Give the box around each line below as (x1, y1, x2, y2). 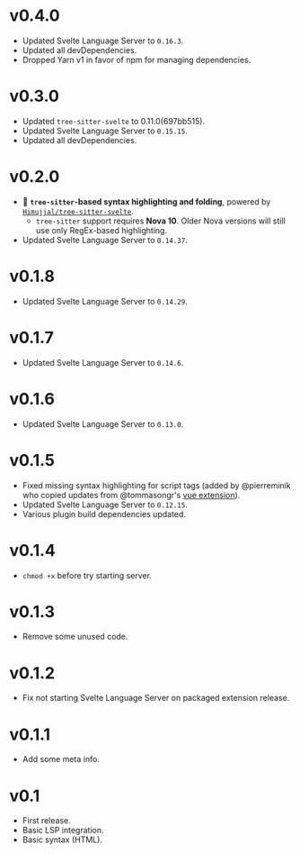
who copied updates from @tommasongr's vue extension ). (22, 489, 241, 500)
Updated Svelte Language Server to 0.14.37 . (22, 234, 189, 245)
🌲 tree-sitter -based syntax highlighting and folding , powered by (22, 195, 271, 207)
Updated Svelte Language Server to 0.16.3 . (22, 35, 184, 46)
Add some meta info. (22, 754, 101, 765)
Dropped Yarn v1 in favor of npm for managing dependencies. (22, 54, 251, 65)
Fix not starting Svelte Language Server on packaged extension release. (22, 693, 290, 704)
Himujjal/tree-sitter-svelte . (22, 205, 135, 216)
